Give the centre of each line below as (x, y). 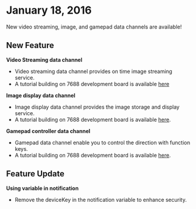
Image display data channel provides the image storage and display (97, 107)
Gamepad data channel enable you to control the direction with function (102, 142)
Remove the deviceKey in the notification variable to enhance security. (101, 199)
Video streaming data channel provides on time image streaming (94, 71)
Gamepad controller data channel (48, 131)
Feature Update (35, 174)
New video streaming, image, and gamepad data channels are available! (94, 27)
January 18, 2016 (49, 10)
